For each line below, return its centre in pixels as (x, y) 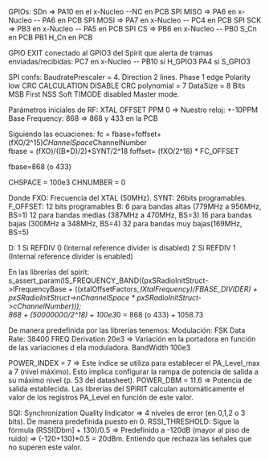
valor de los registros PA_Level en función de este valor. (101, 397)
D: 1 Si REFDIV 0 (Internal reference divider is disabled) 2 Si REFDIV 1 (122, 248)
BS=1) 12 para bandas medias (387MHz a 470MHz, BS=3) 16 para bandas (130, 215)
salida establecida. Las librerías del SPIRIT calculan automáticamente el (126, 389)
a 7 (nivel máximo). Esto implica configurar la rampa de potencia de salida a (133, 371)
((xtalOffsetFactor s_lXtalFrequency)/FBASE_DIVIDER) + (167, 289)
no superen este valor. (45, 447)
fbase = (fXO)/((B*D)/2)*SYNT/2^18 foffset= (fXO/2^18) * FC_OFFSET (124, 151)
